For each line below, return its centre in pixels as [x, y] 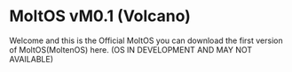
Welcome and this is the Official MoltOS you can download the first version [146, 40]
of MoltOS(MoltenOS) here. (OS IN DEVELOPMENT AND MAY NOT [131, 49]
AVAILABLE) [31, 59]
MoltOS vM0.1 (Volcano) [100, 16]
